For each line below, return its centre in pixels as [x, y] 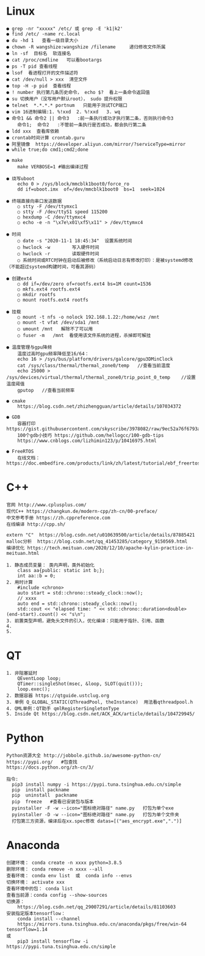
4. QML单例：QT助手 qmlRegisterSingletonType [63, 708]
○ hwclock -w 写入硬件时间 [58, 247]
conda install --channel [49, 919]
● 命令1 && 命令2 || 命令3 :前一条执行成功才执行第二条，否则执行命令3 [90, 118]
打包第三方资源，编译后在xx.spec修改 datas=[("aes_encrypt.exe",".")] [97, 821]
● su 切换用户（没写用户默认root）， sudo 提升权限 [64, 99]
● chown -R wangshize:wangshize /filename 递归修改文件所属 [86, 47]
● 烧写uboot [20, 178]
